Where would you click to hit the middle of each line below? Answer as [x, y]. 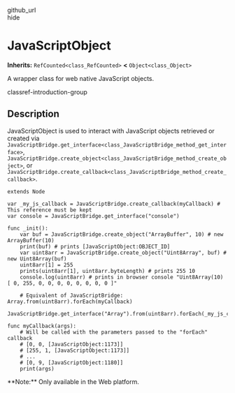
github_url [22, 10]
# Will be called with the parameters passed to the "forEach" [114, 332]
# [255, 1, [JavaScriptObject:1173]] [75, 350]
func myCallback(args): [42, 326]
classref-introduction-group [47, 92]
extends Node [26, 191]
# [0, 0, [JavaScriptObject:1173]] [72, 344]
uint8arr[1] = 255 [47, 265]
